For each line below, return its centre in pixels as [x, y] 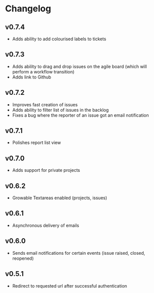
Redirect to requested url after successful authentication [70, 286]
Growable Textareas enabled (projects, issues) [60, 198]
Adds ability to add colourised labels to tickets [59, 39]
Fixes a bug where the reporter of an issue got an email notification [80, 115]
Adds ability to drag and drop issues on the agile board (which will [79, 66]
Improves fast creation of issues [45, 104]
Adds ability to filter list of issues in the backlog [60, 110]
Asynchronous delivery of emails [46, 225]
